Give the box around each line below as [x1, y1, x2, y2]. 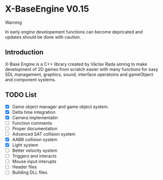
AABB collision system [12, 136, 58, 142]
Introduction [5, 48, 44, 56]
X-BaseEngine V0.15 [5, 3, 89, 15]
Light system [12, 142, 38, 148]
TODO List [5, 91, 37, 99]
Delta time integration [12, 109, 56, 115]
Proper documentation [12, 126, 58, 131]
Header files [12, 164, 37, 170]
